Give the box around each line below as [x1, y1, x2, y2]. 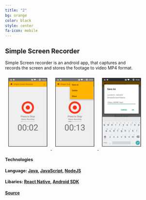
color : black [5, 18, 32, 23]
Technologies [5, 156, 33, 162]
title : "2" [5, 8, 27, 13]
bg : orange [5, 13, 27, 18]
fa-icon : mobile [5, 28, 38, 33]
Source [5, 190, 20, 196]
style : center [5, 23, 34, 28]
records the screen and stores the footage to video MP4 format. [5, 65, 133, 70]
